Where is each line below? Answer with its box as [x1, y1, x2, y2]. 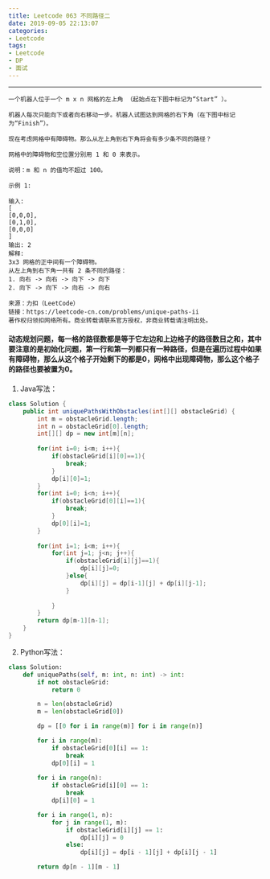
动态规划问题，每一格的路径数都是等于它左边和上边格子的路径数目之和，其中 [8, 335, 262, 344]
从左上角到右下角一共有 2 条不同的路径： [8, 266, 127, 274]
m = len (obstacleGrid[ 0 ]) [37, 708, 125, 716]
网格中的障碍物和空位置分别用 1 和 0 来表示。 [8, 150, 144, 158]
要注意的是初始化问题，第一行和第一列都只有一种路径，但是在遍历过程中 [8, 344, 247, 354]
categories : [8, 27, 48, 35]
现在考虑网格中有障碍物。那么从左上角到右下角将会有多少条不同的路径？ [8, 134, 212, 143]
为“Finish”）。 [8, 119, 52, 127]
